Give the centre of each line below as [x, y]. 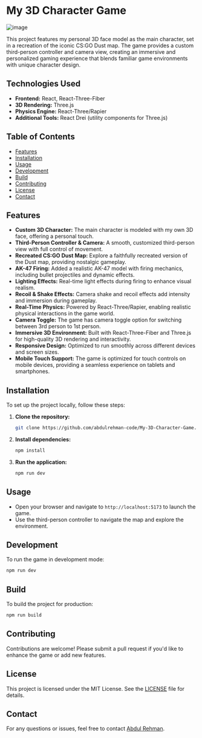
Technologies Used [43, 84]
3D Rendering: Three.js [44, 105]
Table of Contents [41, 137]
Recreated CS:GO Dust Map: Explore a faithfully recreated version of [101, 255]
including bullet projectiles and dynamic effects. [75, 275]
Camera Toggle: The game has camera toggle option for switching [98, 320]
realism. [25, 288]
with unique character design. [44, 65]
